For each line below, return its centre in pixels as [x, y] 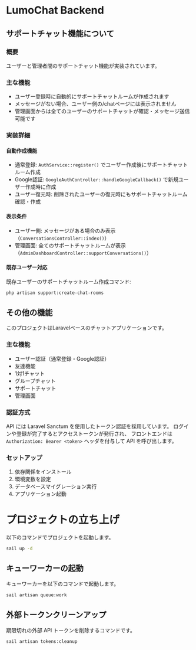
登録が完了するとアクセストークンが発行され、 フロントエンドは [94, 433]
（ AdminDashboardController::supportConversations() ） [83, 253]
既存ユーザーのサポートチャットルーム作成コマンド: [69, 282]
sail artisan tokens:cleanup [42, 641]
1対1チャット [30, 373]
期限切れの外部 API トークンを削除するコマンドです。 [71, 630]
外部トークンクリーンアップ [56, 615]
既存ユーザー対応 [27, 267]
